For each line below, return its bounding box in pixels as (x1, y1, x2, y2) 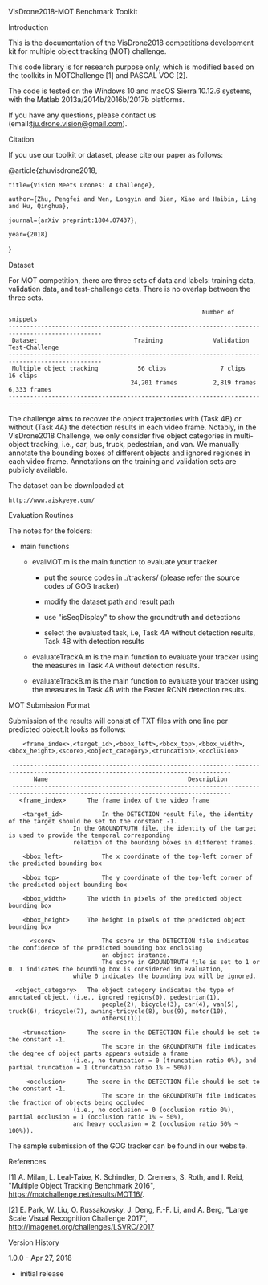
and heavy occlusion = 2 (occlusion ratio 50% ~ (72, 1120, 239, 1128)
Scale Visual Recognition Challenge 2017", (8, 1213, 148, 1223)
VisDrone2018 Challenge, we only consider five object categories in (8, 431, 233, 441)
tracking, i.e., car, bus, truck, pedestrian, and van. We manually (30, 440, 239, 449)
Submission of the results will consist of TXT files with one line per (8, 716, 229, 725)
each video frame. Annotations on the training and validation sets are (8, 457, 237, 466)
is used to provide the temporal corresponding (8, 831, 171, 840)
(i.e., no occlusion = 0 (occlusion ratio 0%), (72, 1106, 235, 1114)
